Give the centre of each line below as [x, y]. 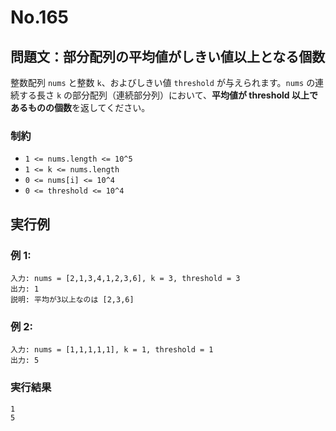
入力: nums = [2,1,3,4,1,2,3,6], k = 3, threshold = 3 [125, 278]
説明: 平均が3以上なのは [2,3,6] [72, 299]
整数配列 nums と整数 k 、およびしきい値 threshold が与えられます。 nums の [163, 82]
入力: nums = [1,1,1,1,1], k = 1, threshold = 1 [112, 350]
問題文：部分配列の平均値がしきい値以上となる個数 [168, 56]
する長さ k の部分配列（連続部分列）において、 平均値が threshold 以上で [168, 95]
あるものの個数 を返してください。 [80, 107]
